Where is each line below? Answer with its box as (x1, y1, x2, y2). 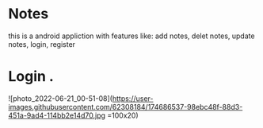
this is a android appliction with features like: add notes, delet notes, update (8, 31, 255, 41)
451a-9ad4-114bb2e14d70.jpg (8, 111, 105, 120)
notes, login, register (8, 39, 76, 48)
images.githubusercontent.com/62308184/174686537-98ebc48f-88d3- (8, 102, 243, 111)
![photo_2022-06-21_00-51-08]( (8, 93, 113, 103)
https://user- (112, 93, 154, 103)
